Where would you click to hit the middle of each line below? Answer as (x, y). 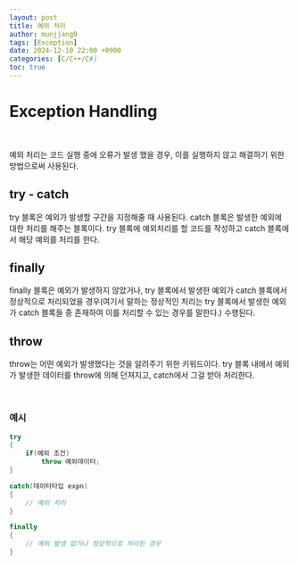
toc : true (28, 68)
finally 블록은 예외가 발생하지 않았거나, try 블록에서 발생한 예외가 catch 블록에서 (149, 290)
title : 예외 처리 (38, 26)
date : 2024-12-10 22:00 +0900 (66, 51)
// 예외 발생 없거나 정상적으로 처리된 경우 (93, 544)
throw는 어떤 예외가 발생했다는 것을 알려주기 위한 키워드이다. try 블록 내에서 (141, 364)
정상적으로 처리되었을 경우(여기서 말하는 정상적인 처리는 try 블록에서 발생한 (140, 302)
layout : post (33, 17)
